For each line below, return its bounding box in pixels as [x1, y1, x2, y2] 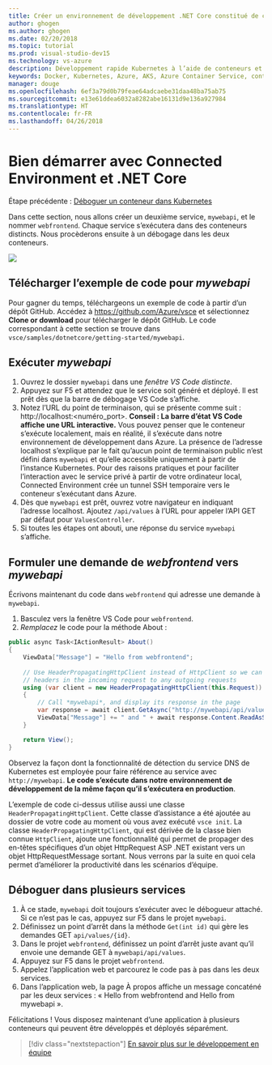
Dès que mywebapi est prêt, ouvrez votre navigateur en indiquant [19, 497, 234, 507]
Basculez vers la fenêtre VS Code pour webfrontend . [19, 614, 194, 624]
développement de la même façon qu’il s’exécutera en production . [8, 783, 236, 794]
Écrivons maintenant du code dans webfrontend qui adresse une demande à [8, 590, 261, 599]
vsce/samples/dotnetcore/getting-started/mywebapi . [8, 332, 185, 342]
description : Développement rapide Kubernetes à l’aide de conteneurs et [8, 65, 263, 73]
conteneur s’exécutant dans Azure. [19, 489, 137, 499]
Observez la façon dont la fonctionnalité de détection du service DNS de [8, 758, 250, 768]
